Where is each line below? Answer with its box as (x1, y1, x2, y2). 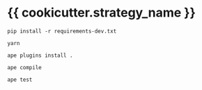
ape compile (7, 64, 42, 71)
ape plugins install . (7, 52, 73, 59)
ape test (7, 76, 33, 83)
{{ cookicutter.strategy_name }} (7, 5, 196, 21)
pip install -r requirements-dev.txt (7, 28, 117, 35)
